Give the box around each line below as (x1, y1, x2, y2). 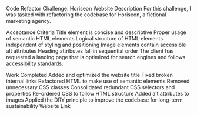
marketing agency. (6, 18, 51, 24)
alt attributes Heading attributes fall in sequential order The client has (6, 48, 174, 55)
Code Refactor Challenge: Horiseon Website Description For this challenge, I (6, 5, 191, 12)
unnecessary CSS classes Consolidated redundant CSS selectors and (6, 84, 175, 90)
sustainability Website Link (6, 103, 71, 109)
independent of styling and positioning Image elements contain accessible (6, 41, 186, 48)
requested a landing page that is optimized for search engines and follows (6, 54, 186, 60)
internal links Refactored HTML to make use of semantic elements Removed (6, 77, 190, 84)
